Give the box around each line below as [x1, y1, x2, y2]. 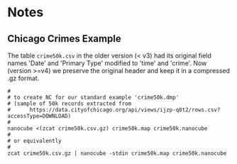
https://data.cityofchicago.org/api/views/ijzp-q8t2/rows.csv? [29, 106, 221, 114]
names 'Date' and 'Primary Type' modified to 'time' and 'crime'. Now [7, 59, 207, 67]
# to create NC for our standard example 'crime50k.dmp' [7, 94, 180, 101]
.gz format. [7, 74, 40, 82]
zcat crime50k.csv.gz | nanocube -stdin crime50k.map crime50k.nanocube [7, 150, 227, 157]
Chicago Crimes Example [7, 33, 122, 45]
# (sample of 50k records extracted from [7, 100, 132, 107]
